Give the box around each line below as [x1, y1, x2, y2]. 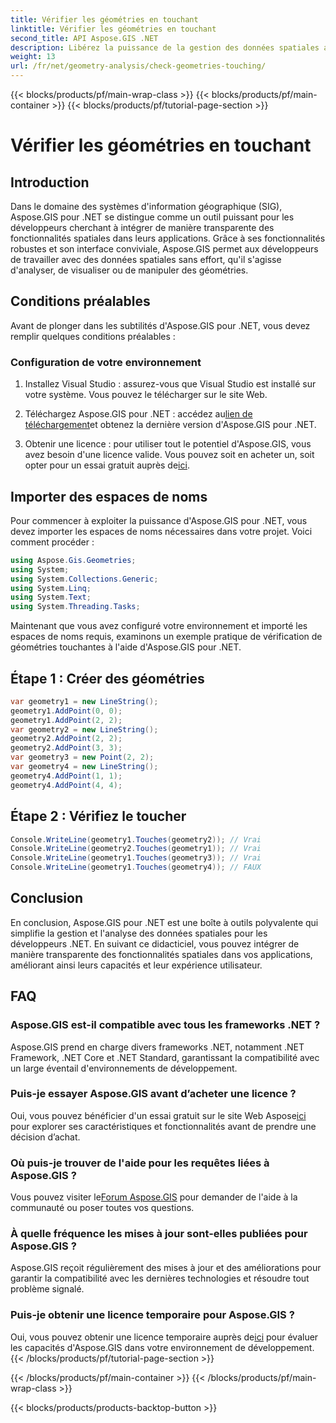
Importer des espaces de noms [10, 488, 208, 505]
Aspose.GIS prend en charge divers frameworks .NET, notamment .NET [10, 1041, 305, 1053]
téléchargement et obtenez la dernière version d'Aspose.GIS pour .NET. [24, 419, 317, 431]
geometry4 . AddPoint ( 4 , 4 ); [10, 780, 123, 790]
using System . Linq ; [10, 583, 92, 593]
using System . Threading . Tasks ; [10, 602, 141, 612]
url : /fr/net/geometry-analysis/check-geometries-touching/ [10, 61, 267, 71]
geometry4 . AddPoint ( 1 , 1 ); [10, 771, 123, 781]
